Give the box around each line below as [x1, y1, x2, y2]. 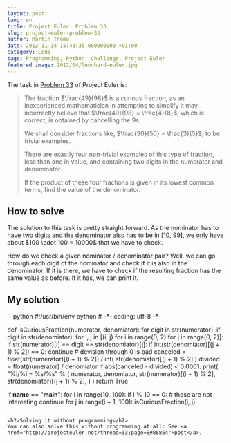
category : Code [7, 49, 51, 56]
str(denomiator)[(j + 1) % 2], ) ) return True [7, 377, 129, 386]
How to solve [7, 205, 64, 218]
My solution [7, 294, 60, 305]
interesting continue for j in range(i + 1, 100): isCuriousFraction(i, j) [7, 398, 196, 406]
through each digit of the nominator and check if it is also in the [7, 259, 188, 267]
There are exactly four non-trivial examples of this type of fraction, [24, 150, 214, 158]
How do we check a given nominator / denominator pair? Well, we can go [7, 252, 216, 260]
